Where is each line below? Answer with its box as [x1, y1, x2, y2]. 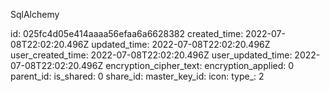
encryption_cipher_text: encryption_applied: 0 [105, 60, 295, 71]
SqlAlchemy [10, 9, 60, 20]
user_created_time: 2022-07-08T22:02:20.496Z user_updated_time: [10, 49, 293, 61]
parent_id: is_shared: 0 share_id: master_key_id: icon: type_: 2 [10, 70, 265, 82]
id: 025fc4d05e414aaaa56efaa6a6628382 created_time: [10, 28, 244, 39]
